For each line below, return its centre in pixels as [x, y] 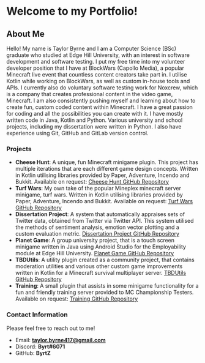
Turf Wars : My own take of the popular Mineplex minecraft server [98, 189]
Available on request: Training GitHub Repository [76, 299]
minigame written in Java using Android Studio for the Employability [101, 247]
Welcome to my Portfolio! [72, 11]
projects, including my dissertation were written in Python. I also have [94, 126]
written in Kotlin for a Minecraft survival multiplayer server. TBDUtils [101, 273]
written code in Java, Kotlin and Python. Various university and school [95, 120]
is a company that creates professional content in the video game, [90, 94]
